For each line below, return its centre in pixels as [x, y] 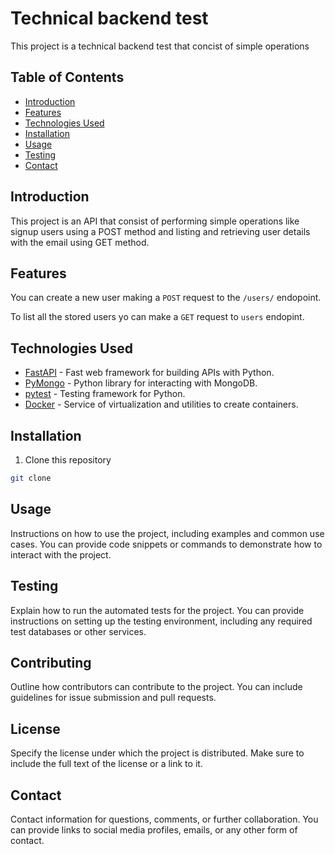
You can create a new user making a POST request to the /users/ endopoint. [166, 298]
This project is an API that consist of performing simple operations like [155, 221]
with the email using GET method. [80, 242]
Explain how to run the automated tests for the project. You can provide [157, 610]
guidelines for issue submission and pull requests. [113, 698]
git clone [31, 478]
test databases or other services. [78, 631]
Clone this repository [68, 460]
